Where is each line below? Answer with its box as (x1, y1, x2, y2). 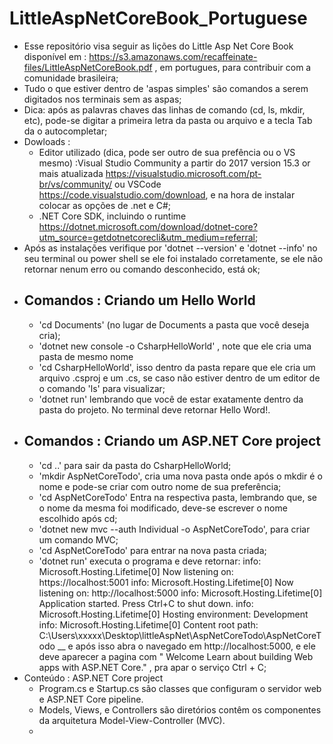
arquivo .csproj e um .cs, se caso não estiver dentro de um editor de (38, 372, 321, 384)
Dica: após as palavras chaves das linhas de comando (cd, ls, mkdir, (23, 103, 306, 116)
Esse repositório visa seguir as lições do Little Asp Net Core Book (23, 40, 294, 52)
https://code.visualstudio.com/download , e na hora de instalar (38, 188, 296, 201)
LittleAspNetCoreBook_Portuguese (9, 7, 308, 30)
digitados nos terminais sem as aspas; (23, 93, 182, 105)
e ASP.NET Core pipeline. (38, 693, 144, 705)
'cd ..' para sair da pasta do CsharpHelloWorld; (38, 459, 232, 471)
